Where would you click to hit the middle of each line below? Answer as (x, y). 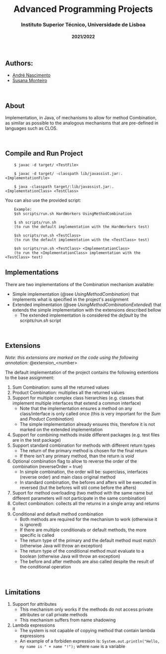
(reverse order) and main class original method (67, 477)
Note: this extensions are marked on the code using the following (72, 358)
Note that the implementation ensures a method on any (76, 409)
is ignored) (31, 525)
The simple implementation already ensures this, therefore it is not (87, 424)
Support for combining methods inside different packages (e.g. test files (86, 435)
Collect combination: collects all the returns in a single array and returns (86, 503)
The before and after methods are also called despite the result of (87, 562)
